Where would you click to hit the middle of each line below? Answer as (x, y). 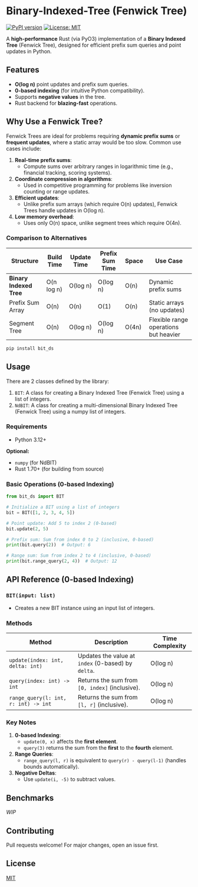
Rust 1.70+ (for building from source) (59, 469)
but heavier (165, 334)
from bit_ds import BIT (35, 496)
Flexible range (169, 320)
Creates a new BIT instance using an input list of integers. (85, 608)
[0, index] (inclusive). (109, 688)
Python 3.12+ (30, 440)
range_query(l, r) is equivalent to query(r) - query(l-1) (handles (105, 760)
